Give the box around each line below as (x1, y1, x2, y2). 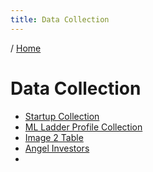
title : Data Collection (10, 14, 110, 25)
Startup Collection (24, 110, 100, 122)
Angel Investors (24, 142, 90, 154)
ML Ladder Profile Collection (24, 121, 143, 133)
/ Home (10, 42, 42, 54)
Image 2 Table (24, 131, 84, 143)
